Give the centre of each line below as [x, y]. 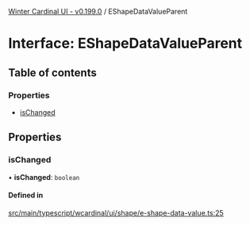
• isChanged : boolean [44, 177]
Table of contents [52, 72]
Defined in [26, 195]
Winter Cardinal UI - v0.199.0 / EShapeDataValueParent [98, 11]
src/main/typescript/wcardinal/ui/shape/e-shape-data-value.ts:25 [116, 212]
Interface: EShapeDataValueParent [125, 44]
